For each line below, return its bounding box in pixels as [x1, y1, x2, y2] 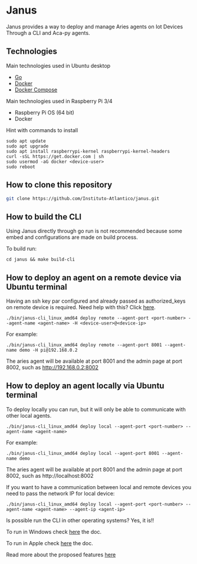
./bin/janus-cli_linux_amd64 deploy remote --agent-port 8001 [6, 342, 162, 348]
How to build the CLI [6, 212, 81, 222]
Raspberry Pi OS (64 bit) [14, 109, 75, 116]
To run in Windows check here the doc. [6, 528, 102, 535]
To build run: [6, 245, 37, 253]
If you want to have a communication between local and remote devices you [6, 483, 192, 490]
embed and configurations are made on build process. [6, 234, 139, 241]
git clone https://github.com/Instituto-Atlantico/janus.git [6, 195, 160, 201]
